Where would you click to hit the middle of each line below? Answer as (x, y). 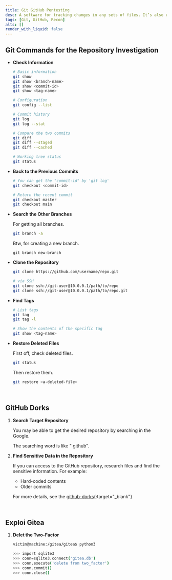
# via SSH (23, 281)
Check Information (33, 62)
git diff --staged (32, 143)
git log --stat (29, 124)
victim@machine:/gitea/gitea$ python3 (54, 545)
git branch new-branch (37, 253)
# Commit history (31, 114)
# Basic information (35, 72)
